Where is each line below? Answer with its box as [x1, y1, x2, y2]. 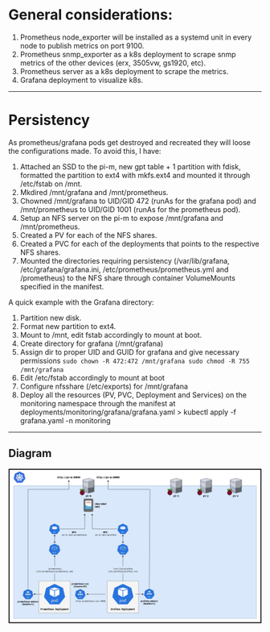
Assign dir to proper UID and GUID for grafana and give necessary [19, 347, 239, 356]
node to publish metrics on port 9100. [19, 40, 145, 50]
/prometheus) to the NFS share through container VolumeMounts [19, 272, 235, 283]
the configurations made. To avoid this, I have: [8, 146, 162, 156]
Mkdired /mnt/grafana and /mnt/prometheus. [19, 187, 169, 197]
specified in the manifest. [19, 281, 104, 291]
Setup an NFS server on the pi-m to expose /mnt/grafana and [19, 213, 223, 222]
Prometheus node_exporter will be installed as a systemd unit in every [19, 32, 252, 42]
